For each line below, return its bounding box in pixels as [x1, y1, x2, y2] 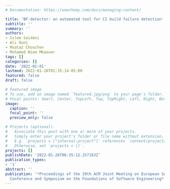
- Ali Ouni [5, 40, 28, 46]
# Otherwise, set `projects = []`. [5, 143, 85, 148]
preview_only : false [10, 115, 53, 121]
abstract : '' [5, 167, 33, 172]
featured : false [5, 73, 39, 79]
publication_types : [5, 158, 47, 163]
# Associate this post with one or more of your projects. [5, 129, 137, 134]
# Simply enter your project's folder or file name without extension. [5, 134, 164, 139]
